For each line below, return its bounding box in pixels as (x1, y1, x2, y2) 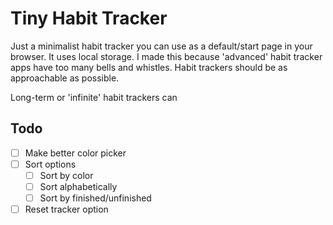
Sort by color (39, 169, 94, 181)
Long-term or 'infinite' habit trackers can (10, 91, 178, 103)
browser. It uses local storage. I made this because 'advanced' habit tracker (10, 50, 323, 62)
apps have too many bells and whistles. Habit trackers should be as (10, 61, 288, 73)
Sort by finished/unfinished (39, 192, 152, 204)
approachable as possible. (10, 72, 120, 84)
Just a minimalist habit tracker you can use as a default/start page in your (10, 40, 313, 52)
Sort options (24, 158, 77, 170)
